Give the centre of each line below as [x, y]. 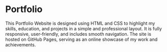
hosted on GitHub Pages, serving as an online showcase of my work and [81, 39]
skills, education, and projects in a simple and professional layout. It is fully [83, 28]
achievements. [21, 44]
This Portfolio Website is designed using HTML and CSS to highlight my [80, 23]
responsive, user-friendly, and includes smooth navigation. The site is [78, 34]
